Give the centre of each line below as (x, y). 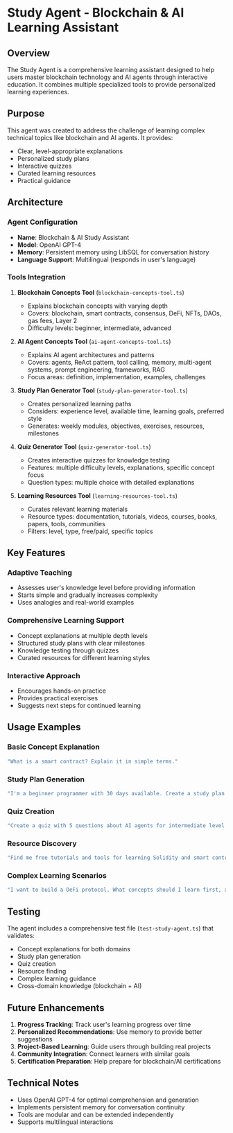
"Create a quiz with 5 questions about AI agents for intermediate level (116, 826)
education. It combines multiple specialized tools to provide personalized (112, 84)
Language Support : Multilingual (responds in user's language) (106, 259)
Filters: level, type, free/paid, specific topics (90, 531)
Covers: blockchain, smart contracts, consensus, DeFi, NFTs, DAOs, (124, 313)
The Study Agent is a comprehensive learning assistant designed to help (111, 70)
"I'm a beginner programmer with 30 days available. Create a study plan (116, 793)
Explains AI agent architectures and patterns (91, 354)
